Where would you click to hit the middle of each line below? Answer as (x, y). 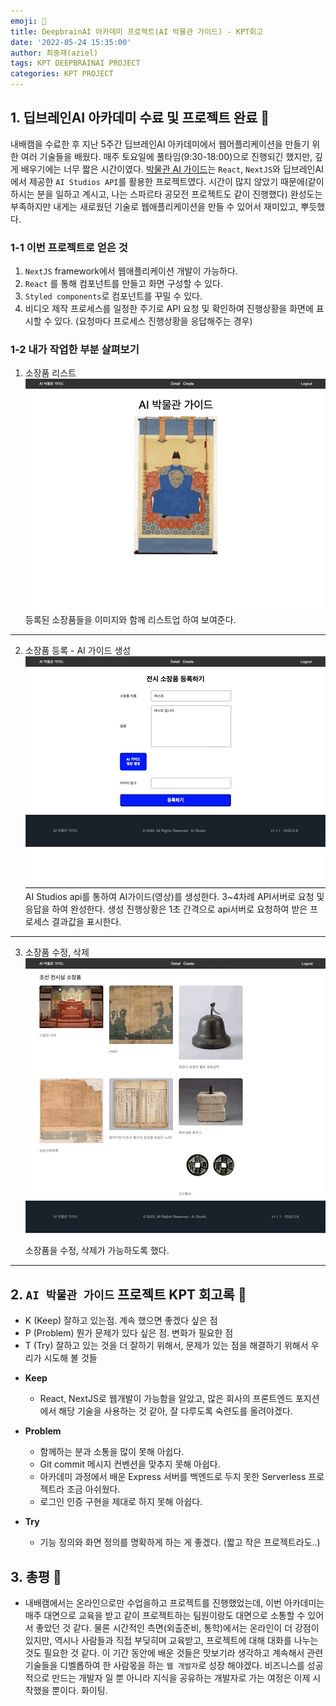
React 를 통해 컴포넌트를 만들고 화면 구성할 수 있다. (123, 284)
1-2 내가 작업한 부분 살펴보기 (75, 350)
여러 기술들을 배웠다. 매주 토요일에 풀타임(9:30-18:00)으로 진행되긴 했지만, (166, 156)
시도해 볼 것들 (70, 1358)
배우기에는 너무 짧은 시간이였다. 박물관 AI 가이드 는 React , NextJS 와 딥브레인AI (172, 169)
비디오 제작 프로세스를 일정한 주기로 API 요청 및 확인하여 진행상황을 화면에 (169, 309)
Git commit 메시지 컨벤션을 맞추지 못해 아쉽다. (130, 1464)
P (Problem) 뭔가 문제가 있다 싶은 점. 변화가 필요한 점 (129, 1333)
